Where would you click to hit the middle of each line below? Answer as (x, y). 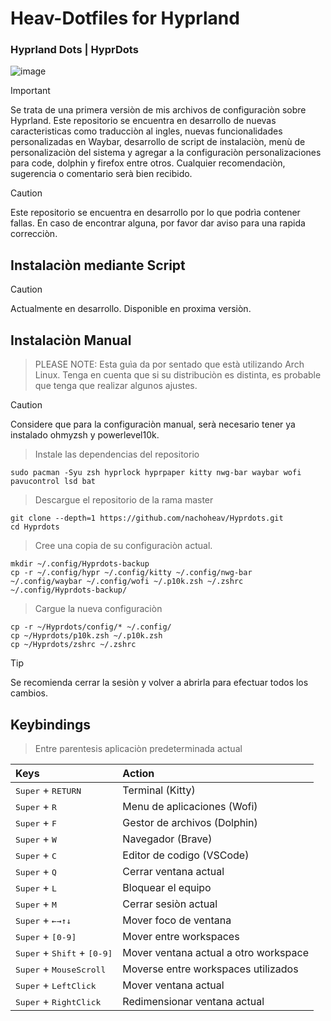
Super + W (36, 839)
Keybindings (51, 724)
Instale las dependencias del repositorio (117, 454)
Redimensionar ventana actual (193, 1001)
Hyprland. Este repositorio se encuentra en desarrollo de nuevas (143, 121)
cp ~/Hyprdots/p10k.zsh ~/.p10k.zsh (86, 636)
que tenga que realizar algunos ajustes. (116, 386)
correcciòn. (34, 234)
